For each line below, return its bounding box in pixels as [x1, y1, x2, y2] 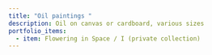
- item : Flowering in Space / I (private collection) [15, 34, 201, 43]
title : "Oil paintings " [8, 11, 92, 20]
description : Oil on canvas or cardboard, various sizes [8, 19, 205, 27]
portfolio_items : [8, 27, 67, 35]
